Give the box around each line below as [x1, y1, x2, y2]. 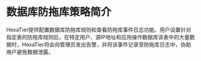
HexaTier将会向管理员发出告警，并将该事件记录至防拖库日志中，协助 [22, 41, 191, 48]
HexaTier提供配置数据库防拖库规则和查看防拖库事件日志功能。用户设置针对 [6, 26, 191, 33]
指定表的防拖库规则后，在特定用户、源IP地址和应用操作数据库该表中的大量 [6, 33, 190, 40]
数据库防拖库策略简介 [6, 5, 112, 19]
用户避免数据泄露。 [6, 48, 54, 55]
